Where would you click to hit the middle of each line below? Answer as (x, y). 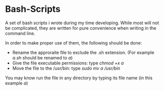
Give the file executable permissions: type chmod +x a (68, 63)
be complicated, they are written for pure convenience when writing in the (81, 28)
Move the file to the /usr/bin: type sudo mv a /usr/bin (66, 68)
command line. (20, 33)
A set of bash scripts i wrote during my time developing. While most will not (82, 23)
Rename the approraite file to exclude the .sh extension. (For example (83, 52)
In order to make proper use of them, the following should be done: (74, 43)
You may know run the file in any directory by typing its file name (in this (79, 78)
